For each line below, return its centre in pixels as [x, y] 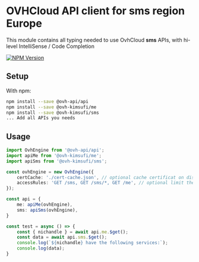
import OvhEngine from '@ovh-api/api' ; [55, 150]
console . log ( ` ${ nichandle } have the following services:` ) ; [92, 243]
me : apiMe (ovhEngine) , [45, 205]
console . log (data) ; [41, 248]
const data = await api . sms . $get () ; [62, 237]
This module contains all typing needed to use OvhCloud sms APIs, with [94, 40]
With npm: [19, 91]
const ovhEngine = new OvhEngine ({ [50, 172]
